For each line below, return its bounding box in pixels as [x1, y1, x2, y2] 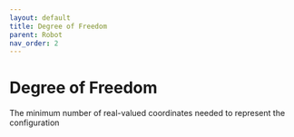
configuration [9, 117, 60, 128]
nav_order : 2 [9, 38, 59, 48]
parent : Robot [9, 30, 64, 39]
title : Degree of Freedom [9, 22, 107, 31]
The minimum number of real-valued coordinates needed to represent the [9, 108, 286, 119]
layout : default [9, 13, 71, 23]
